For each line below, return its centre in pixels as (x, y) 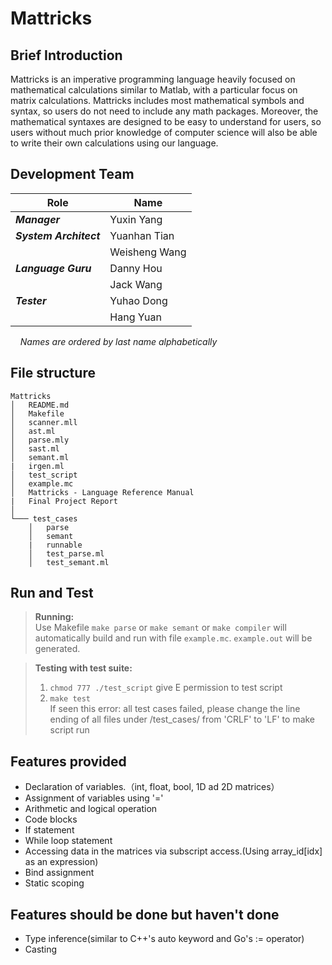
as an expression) (61, 862)
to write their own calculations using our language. (114, 143)
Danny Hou (136, 268)
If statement (49, 830)
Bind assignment (59, 873)
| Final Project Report (64, 501)
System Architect (58, 235)
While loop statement (68, 841)
